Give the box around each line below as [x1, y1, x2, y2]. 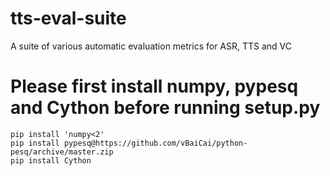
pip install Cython [10, 155, 92, 166]
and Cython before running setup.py [10, 97, 321, 119]
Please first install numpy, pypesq [10, 75, 299, 98]
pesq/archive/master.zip [10, 147, 114, 157]
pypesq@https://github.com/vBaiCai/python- [63, 138, 248, 148]
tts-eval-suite [10, 7, 127, 30]
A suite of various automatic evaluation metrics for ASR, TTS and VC [10, 40, 293, 52]
